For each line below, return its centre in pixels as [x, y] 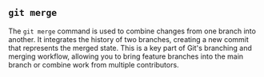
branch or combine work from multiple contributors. [94, 64]
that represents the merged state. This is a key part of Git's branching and [130, 48]
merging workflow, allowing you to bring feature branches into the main [126, 56]
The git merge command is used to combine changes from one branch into [132, 31]
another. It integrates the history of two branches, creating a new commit [129, 39]
